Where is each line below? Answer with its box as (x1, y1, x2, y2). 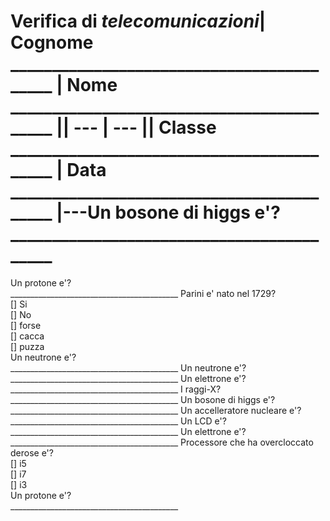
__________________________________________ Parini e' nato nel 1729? (10, 287, 277, 299)
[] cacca (10, 330, 45, 342)
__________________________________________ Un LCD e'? (10, 415, 227, 427)
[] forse (10, 319, 42, 331)
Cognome (10, 31, 94, 54)
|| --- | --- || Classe (56, 116, 217, 139)
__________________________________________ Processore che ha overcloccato (10, 436, 314, 448)
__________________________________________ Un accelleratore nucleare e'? (10, 404, 302, 416)
